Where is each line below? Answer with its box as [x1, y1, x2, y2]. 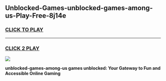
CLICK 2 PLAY [5, 45, 40, 52]
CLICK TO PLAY [5, 27, 43, 33]
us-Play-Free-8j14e [5, 12, 67, 20]
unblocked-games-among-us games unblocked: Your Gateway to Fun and [5, 65, 161, 71]
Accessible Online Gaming [5, 70, 61, 76]
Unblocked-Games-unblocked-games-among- [5, 4, 153, 12]
